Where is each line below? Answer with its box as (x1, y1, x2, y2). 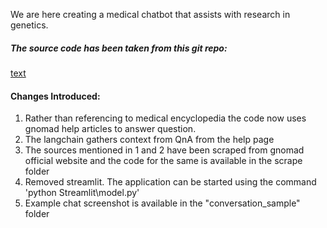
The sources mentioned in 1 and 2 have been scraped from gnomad (24, 144, 305, 156)
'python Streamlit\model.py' (24, 187, 140, 199)
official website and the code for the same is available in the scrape (24, 155, 303, 167)
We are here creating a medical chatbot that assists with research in (10, 9, 291, 20)
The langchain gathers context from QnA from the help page (24, 134, 275, 146)
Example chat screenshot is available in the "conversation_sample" (24, 197, 301, 209)
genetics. (10, 19, 49, 31)
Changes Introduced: (10, 90, 101, 102)
